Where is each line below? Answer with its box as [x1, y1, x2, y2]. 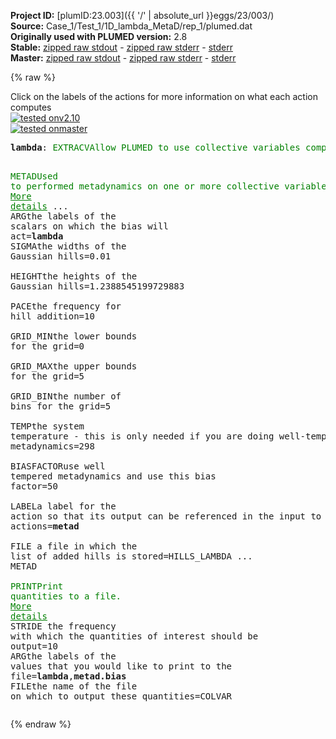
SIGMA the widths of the [10, 241, 127, 252]
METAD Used [10, 171, 58, 182]
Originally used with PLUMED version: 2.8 [10, 31, 188, 42]
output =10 [10, 641, 58, 652]
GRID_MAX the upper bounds [10, 361, 138, 372]
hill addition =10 [10, 311, 95, 322]
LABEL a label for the [10, 501, 117, 512]
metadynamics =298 [10, 441, 95, 452]
